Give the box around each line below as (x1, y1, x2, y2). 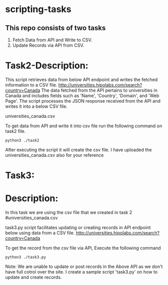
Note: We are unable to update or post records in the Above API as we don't (5, 263, 163, 270)
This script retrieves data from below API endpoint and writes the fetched (5, 77, 158, 83)
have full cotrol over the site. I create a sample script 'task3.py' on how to (5, 269, 158, 275)
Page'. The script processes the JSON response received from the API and (5, 98, 160, 104)
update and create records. (5, 274, 62, 280)
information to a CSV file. (5, 82, 58, 88)
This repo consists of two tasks (5, 24, 106, 32)
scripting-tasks (5, 4, 72, 15)
